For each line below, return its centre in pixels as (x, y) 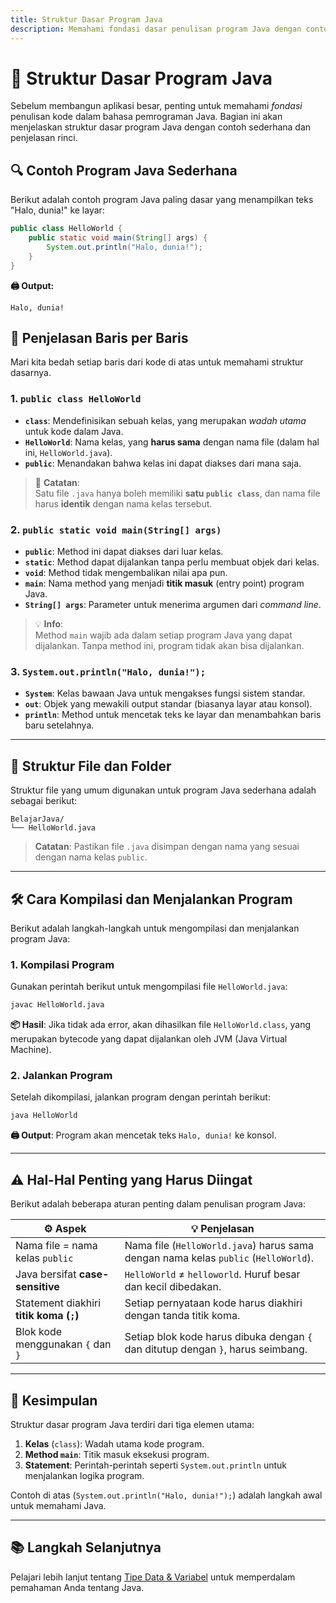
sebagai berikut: (44, 801)
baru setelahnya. (59, 725)
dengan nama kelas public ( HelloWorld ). (219, 1258)
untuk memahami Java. (58, 1505)
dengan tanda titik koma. (182, 1316)
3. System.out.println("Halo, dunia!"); (108, 671)
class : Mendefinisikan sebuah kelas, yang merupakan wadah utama (165, 420)
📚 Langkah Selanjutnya (86, 1547)
